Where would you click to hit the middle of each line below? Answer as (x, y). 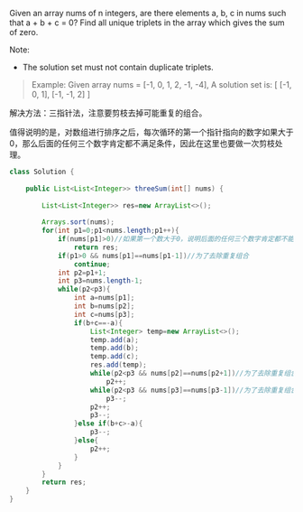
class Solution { (42, 172)
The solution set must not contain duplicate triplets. (118, 67)
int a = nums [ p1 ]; (104, 298)
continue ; (92, 264)
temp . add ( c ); (115, 357)
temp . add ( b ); (115, 348)
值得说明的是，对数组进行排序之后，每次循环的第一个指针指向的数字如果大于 (151, 132)
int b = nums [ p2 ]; (104, 306)
